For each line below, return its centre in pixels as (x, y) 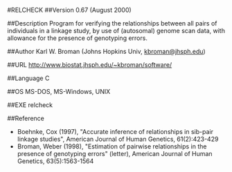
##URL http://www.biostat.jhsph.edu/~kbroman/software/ (90, 65)
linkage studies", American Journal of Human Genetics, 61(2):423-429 (118, 139)
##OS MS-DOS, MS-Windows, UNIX (59, 92)
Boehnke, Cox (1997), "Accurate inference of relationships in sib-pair (115, 132)
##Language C (28, 78)
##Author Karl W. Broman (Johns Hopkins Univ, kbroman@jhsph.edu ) (106, 51)
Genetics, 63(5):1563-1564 (55, 161)
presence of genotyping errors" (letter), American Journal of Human (115, 154)
